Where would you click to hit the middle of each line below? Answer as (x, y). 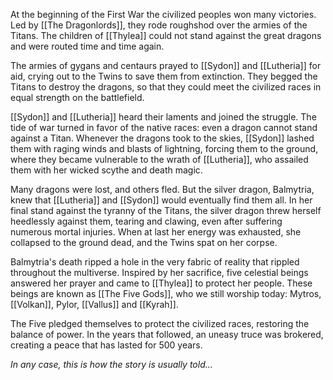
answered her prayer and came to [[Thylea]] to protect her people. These (161, 283)
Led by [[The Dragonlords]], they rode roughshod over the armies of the (159, 25)
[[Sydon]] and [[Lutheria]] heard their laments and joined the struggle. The (163, 117)
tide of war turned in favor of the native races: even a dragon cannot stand (164, 127)
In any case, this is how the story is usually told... (111, 364)
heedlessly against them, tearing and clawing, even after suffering (146, 221)
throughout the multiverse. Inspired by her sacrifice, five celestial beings (159, 272)
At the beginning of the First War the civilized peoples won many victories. (163, 14)
